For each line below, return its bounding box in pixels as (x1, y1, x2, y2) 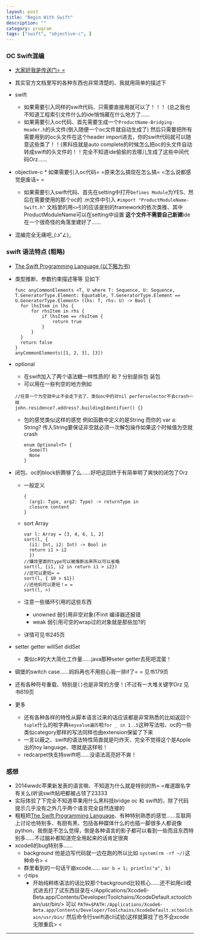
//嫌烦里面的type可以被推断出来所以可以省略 (23, 558, 120, 564)
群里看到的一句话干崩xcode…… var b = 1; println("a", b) (23, 865, 171, 872)
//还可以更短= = (23, 570, 60, 576)
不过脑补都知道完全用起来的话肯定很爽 (34, 835, 129, 842)
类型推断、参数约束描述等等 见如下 (14, 275, 100, 282)
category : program (6, 25, 52, 32)
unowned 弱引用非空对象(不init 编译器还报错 (32, 611, 141, 618)
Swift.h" (23, 205, 46, 211)
